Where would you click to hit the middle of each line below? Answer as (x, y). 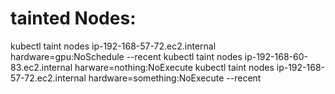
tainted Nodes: (73, 18)
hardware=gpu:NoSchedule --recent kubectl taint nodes (126, 56)
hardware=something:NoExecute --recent (175, 78)
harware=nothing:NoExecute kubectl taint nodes (174, 67)
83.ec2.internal (41, 67)
